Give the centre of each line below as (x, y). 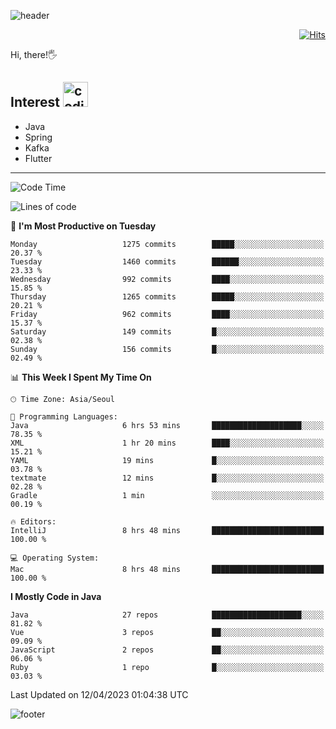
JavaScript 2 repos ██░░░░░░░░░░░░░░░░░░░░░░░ (167, 650)
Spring (38, 137)
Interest (35, 102)
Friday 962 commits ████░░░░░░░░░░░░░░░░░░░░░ (167, 314)
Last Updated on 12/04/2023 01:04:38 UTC (99, 694)
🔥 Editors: (33, 521)
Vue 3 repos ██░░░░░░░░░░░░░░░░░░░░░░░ (167, 632)
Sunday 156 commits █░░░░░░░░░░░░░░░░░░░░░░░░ (167, 349)
